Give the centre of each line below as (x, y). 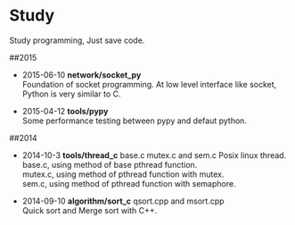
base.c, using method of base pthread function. (110, 164)
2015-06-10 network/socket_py (82, 75)
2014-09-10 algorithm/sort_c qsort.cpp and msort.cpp (123, 201)
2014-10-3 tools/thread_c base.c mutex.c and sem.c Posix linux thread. (154, 155)
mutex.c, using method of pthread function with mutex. (123, 174)
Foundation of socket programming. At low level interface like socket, (149, 84)
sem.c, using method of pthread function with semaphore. (129, 183)
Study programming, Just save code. (77, 40)
